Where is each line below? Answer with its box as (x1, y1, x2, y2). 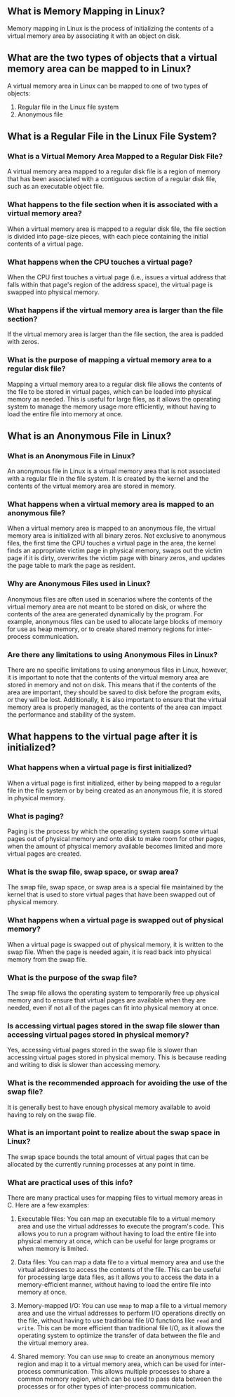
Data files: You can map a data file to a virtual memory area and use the (17, 1258, 224, 1266)
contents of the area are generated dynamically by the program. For (7, 609, 203, 618)
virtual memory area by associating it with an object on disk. (7, 32, 181, 40)
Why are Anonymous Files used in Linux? (7, 579, 151, 589)
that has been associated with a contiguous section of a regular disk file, (7, 175, 217, 183)
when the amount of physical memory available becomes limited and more (7, 842, 223, 851)
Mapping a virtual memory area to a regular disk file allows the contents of (7, 380, 222, 388)
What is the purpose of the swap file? (7, 972, 137, 982)
